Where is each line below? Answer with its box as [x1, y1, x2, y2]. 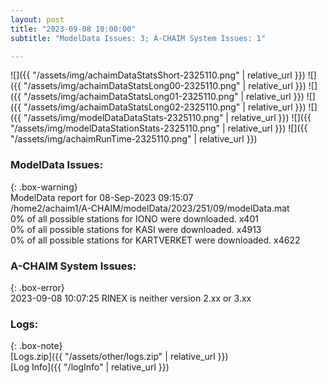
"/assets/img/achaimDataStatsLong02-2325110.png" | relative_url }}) [23, 101, 307, 113]
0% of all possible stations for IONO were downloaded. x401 [10, 212, 259, 225]
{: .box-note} [10, 340, 63, 352]
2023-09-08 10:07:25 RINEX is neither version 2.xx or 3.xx [10, 292, 252, 304]
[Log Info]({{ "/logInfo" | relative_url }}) [10, 361, 170, 373]
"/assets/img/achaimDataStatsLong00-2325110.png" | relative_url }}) [23, 80, 307, 92]
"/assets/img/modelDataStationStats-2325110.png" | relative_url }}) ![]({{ [10, 122, 308, 135]
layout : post [10, 14, 65, 25]
